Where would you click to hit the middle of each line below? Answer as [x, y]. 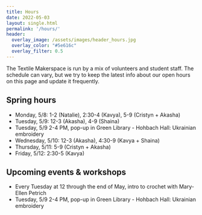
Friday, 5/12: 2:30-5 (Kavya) [49, 153]
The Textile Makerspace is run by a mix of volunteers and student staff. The [100, 68]
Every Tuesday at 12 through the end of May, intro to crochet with [96, 187]
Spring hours [31, 100]
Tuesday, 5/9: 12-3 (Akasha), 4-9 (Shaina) [67, 121]
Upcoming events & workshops [66, 172]
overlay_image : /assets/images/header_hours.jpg [74, 40]
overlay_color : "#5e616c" [44, 46]
